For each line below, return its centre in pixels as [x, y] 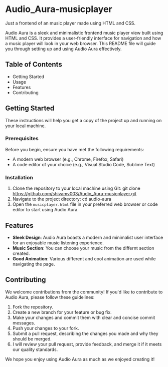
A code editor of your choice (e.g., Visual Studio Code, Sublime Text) [84, 164]
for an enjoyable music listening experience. [58, 243]
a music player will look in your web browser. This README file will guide [80, 43]
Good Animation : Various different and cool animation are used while [84, 258]
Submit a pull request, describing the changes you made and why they [86, 333]
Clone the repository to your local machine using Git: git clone [76, 188]
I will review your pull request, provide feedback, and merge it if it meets [87, 344]
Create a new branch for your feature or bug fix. [62, 312]
